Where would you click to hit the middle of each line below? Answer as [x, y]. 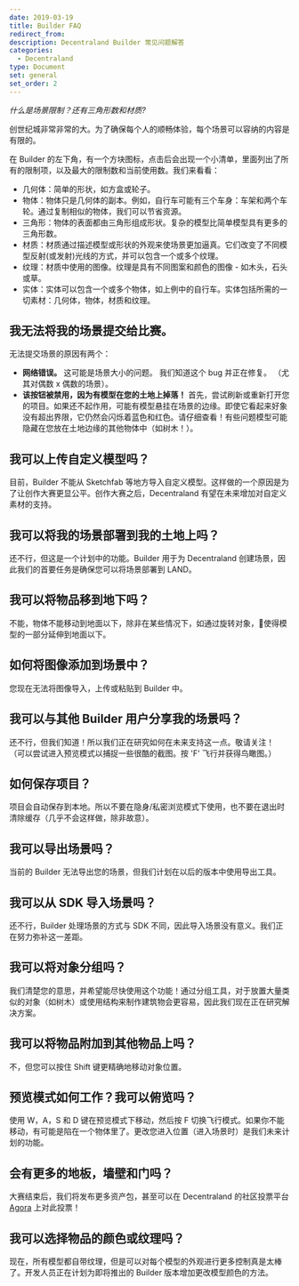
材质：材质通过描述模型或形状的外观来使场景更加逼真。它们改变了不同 [151, 245]
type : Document [37, 68]
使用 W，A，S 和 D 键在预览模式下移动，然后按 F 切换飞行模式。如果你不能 [147, 1121]
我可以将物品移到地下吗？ [79, 600]
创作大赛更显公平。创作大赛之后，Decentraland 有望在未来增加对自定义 [156, 494]
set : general [33, 76]
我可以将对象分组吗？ [68, 967]
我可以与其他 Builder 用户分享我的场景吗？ [126, 719]
